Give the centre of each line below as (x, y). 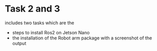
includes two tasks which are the (40, 23)
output (19, 43)
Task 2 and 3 (32, 9)
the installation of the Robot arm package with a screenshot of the (82, 38)
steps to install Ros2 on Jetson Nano (51, 32)
